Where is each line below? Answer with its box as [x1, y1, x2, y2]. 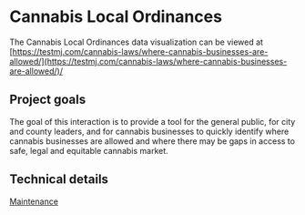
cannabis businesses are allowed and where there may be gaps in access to [9, 135, 296, 147]
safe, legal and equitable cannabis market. [9, 145, 168, 156]
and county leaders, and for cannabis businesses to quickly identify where [9, 126, 290, 137]
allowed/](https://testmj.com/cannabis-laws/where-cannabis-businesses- [9, 56, 288, 67]
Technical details [9, 171, 109, 188]
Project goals [9, 92, 86, 107]
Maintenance [9, 196, 59, 207]
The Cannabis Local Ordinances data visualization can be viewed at [9, 36, 264, 47]
